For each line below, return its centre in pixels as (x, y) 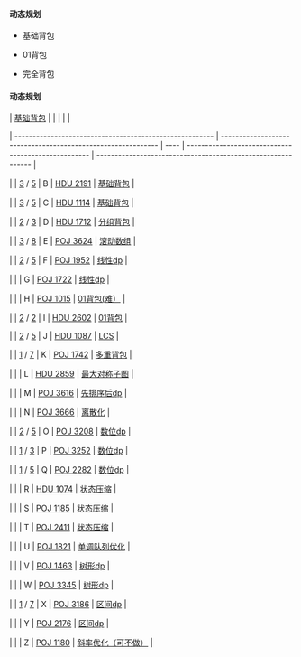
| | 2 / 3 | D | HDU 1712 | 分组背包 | (72, 222)
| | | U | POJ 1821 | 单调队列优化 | (70, 547)
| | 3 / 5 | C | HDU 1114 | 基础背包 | (72, 202)
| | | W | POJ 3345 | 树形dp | (62, 585)
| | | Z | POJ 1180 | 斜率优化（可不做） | (81, 643)
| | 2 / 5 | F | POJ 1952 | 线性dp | (68, 260)
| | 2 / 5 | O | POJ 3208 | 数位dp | (70, 432)
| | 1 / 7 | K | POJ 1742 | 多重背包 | (71, 355)
